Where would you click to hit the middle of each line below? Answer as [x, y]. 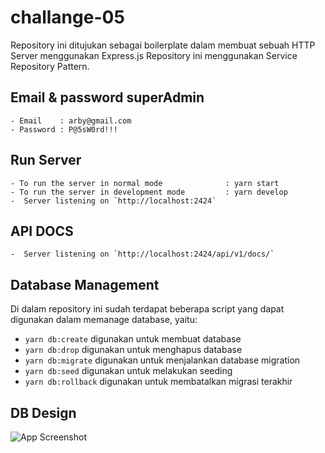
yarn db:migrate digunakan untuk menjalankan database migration [162, 360]
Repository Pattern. [50, 66]
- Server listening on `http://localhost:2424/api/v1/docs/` [142, 254]
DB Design [43, 412]
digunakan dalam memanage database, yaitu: [104, 320]
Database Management [85, 284]
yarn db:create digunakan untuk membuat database [133, 339]
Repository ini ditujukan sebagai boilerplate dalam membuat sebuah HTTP [163, 45]
